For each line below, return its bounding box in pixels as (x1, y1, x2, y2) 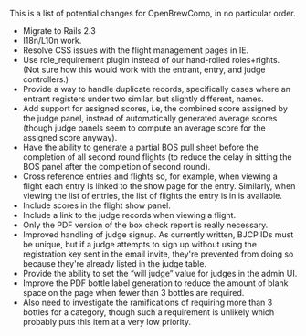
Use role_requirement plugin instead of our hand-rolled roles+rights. (22, 55, 280, 65)
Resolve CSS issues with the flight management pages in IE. (22, 45, 249, 56)
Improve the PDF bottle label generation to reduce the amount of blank (22, 278, 290, 289)
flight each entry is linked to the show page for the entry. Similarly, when (22, 181, 296, 191)
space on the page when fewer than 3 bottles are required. (22, 288, 245, 298)
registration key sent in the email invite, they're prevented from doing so (22, 248, 294, 259)
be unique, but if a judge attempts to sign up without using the (22, 239, 258, 249)
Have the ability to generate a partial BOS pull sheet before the (22, 142, 259, 152)
